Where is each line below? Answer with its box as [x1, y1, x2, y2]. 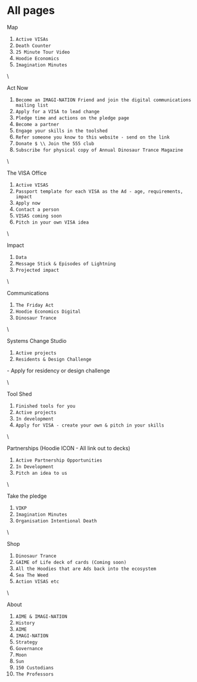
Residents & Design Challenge [15, 356, 92, 362]
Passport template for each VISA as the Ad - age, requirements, [15, 188, 183, 195]
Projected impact [15, 267, 60, 273]
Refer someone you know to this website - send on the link [15, 134, 170, 140]
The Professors [15, 671, 54, 677]
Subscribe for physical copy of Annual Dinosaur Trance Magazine [15, 147, 183, 153]
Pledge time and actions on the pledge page [15, 115, 130, 121]
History [15, 620, 35, 626]
